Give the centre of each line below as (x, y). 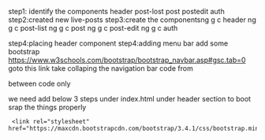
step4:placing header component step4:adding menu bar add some (118, 43)
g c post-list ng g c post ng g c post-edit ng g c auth (93, 28)
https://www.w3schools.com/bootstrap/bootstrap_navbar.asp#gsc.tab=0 (127, 60)
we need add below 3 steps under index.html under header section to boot (129, 99)
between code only (39, 83)
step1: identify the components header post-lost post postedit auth (116, 11)
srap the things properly (47, 107)
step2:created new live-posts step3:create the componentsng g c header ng (132, 20)
